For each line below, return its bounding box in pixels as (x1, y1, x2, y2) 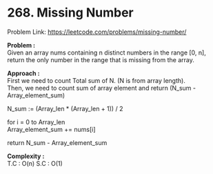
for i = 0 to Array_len (7, 117, 65, 126)
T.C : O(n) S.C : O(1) (7, 159, 63, 167)
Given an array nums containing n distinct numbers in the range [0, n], (7, 48, 207, 57)
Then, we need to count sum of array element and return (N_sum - (7, 84, 196, 92)
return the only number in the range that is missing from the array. (7, 55, 194, 64)
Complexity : (7, 152, 45, 160)
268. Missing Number (7, 5, 134, 21)
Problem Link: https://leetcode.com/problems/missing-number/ (7, 28, 187, 36)
